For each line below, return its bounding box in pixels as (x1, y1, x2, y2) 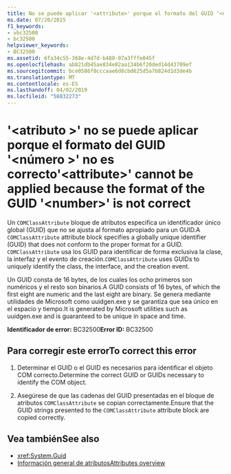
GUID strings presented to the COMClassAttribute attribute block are (16, 406, 210, 414)
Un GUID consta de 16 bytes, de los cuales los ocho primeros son (7, 275, 192, 284)
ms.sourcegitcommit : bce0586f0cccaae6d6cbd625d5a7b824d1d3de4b (7, 67, 192, 74)
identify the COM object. (16, 378, 87, 386)
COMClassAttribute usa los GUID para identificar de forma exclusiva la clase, (7, 247, 223, 256)
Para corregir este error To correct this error (7, 345, 197, 357)
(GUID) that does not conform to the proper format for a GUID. (7, 240, 184, 248)
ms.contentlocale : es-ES (7, 80, 78, 87)
